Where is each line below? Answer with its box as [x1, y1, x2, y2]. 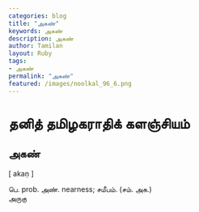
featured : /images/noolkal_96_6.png [8, 79, 132, 87]
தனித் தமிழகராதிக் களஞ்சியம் [8, 114, 190, 133]
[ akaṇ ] [8, 168, 34, 178]
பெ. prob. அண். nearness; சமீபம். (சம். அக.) [8, 184, 152, 194]
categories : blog [8, 11, 67, 20]
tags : [8, 57, 27, 66]
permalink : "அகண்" [8, 72, 74, 80]
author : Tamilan [8, 42, 63, 50]
